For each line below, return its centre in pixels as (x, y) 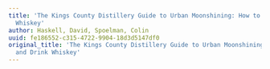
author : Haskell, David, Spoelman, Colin (79, 30)
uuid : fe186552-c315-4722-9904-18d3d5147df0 (84, 38)
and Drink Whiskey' (48, 52)
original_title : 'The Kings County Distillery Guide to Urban (115, 45)
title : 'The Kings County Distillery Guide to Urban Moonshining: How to (135, 15)
